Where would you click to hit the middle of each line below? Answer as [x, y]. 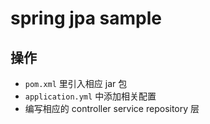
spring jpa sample [86, 18]
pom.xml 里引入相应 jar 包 [76, 83]
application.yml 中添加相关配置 [90, 96]
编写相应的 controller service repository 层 [112, 108]
